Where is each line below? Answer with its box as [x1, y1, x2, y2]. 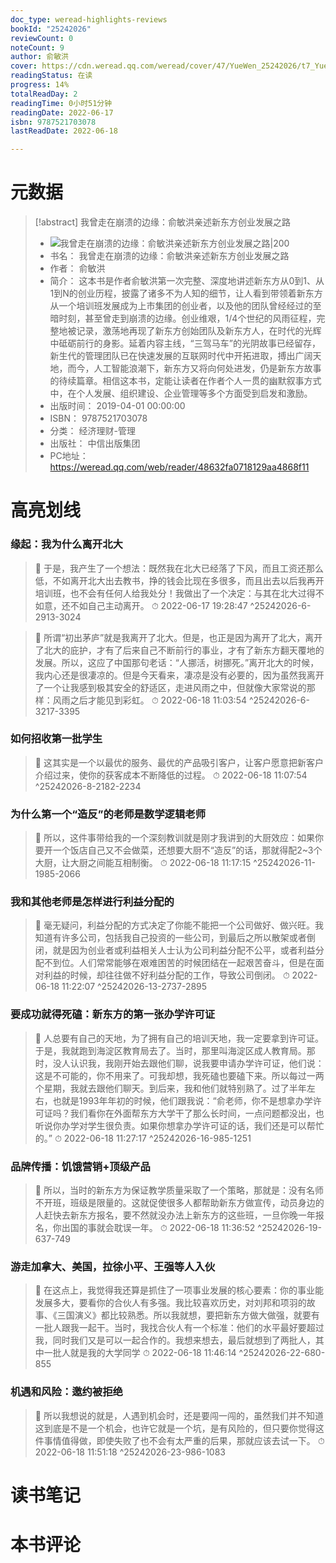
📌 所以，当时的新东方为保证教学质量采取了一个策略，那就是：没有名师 [34, 1184, 324, 1196]
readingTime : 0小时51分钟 [10, 98, 113, 108]
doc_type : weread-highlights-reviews [10, 14, 168, 25]
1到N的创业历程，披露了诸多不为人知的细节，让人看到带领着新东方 [49, 287, 323, 300]
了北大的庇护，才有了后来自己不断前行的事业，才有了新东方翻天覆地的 [34, 644, 325, 656]
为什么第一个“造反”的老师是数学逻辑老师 [10, 807, 207, 821]
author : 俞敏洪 [10, 52, 69, 62]
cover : [10, 61, 38, 71]
